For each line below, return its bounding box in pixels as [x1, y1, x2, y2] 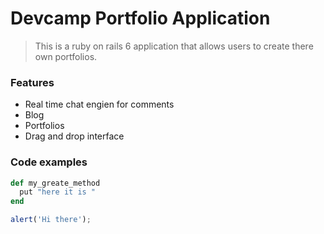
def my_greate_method [10, 178, 101, 188]
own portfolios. [34, 50, 98, 62]
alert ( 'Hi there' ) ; [10, 215, 92, 225]
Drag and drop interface [24, 130, 125, 142]
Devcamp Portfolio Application [10, 7, 271, 30]
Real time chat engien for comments [24, 98, 175, 111]
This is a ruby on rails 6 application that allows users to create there [34, 40, 314, 52]
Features [10, 75, 55, 89]
